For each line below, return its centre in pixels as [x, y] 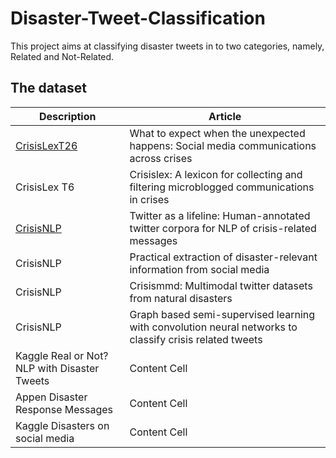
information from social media [199, 269]
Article [225, 116]
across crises [161, 158]
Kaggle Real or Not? [62, 355]
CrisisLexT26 [46, 145]
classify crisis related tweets [196, 339]
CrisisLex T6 [45, 187]
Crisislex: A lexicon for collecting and [216, 174]
